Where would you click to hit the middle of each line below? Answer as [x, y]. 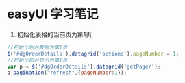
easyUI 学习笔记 [53, 14]
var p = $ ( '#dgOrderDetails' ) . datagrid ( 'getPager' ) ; [84, 67]
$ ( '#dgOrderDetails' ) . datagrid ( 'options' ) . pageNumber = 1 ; [93, 54]
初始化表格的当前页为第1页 [54, 34]
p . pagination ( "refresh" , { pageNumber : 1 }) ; [67, 73]
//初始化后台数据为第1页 [37, 47]
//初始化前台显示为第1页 [37, 60]
